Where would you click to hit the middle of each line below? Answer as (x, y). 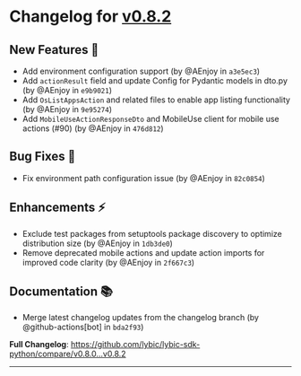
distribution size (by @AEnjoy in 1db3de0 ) (97, 243)
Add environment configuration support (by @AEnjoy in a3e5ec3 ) (141, 71)
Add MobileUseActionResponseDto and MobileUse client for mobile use (150, 119)
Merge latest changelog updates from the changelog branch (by (141, 318)
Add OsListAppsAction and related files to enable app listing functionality (156, 100)
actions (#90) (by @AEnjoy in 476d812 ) (93, 128)
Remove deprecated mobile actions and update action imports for (143, 252)
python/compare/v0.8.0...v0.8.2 (68, 354)
